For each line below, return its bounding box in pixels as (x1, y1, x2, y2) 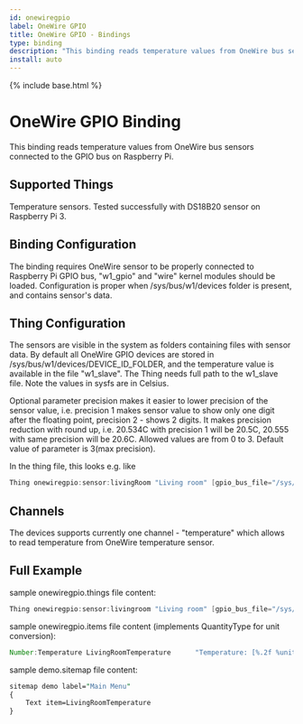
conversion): (9, 630, 57, 641)
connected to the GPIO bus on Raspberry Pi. (9, 151, 174, 162)
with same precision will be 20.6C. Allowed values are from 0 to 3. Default (9, 434, 284, 445)
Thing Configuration (9, 315, 126, 330)
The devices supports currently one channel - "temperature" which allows (9, 527, 286, 538)
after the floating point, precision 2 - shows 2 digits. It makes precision (9, 414, 272, 425)
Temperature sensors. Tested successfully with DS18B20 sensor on (9, 200, 261, 212)
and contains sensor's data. (9, 290, 113, 301)
